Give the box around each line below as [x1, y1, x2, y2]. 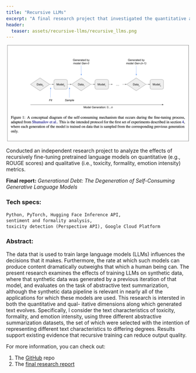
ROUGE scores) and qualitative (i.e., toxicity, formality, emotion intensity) [6, 160, 181, 167]
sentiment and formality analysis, [6, 218, 93, 224]
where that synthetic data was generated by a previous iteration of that [6, 275, 177, 282]
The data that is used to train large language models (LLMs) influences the [6, 251, 185, 258]
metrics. [6, 166, 26, 173]
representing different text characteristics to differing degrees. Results [6, 325, 176, 332]
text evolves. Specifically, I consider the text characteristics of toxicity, [6, 306, 176, 313]
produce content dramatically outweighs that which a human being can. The [6, 263, 190, 270]
